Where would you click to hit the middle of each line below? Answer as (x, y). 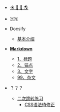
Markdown (21, 49)
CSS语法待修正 (40, 105)
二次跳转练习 (30, 98)
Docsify (18, 29)
